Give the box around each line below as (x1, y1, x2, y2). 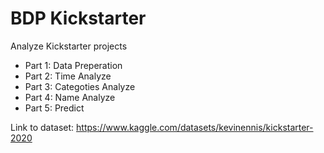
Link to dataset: (10, 121, 75, 133)
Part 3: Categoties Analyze (24, 80, 136, 92)
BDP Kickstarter (10, 7, 147, 30)
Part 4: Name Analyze (24, 91, 116, 103)
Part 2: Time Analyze (24, 70, 112, 82)
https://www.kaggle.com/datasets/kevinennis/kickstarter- (76, 121, 314, 133)
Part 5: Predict (24, 102, 85, 114)
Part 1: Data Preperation (24, 59, 123, 71)
